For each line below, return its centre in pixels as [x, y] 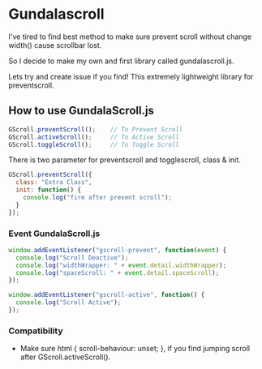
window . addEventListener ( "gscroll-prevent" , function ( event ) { [118, 250]
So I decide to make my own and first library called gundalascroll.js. [121, 61]
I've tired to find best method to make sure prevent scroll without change [130, 36]
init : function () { [49, 190]
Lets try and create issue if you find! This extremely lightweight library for [131, 76]
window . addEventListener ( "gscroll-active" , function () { [107, 295]
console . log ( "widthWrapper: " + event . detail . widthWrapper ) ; [121, 265]
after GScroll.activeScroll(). [65, 357]
